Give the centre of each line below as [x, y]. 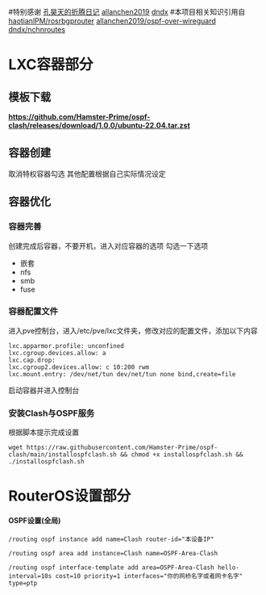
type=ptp [23, 584]
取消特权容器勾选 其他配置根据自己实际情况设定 [87, 174]
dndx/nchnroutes [37, 29]
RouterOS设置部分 [70, 496]
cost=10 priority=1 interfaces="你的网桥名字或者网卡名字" [149, 576]
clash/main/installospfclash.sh [62, 455]
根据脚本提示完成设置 [44, 432]
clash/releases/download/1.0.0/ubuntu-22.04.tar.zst [100, 125]
